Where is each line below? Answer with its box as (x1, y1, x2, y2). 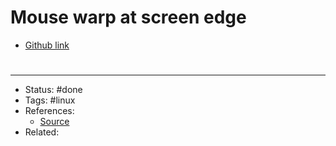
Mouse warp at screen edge (10, 6, 247, 29)
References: (24, 105, 75, 117)
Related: (24, 126, 60, 138)
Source (39, 116, 70, 128)
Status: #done (24, 84, 83, 96)
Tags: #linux (24, 94, 76, 106)
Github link (24, 39, 70, 51)
